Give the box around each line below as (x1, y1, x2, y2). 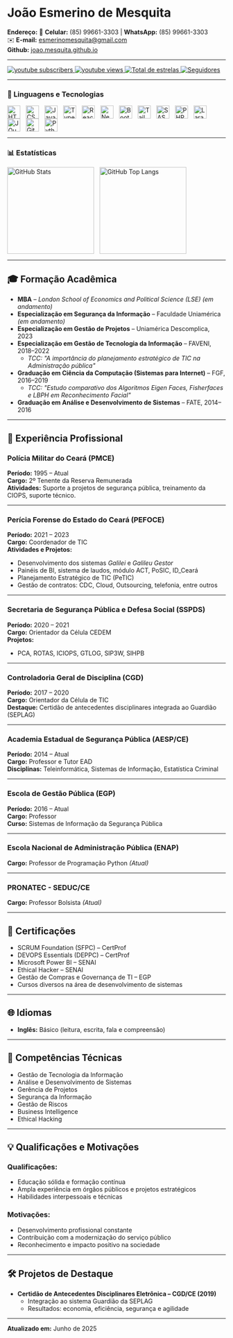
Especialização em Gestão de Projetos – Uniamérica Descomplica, (17, 325, 210, 333)
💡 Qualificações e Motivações (7, 1141, 139, 1153)
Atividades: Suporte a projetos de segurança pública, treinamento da (7, 484, 206, 492)
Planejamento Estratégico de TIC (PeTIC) (17, 574, 135, 582)
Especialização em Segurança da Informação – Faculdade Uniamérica (17, 310, 221, 319)
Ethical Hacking (17, 1115, 62, 1123)
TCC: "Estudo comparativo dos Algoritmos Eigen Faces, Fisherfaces (27, 384, 224, 392)
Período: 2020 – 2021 (7, 620, 69, 629)
